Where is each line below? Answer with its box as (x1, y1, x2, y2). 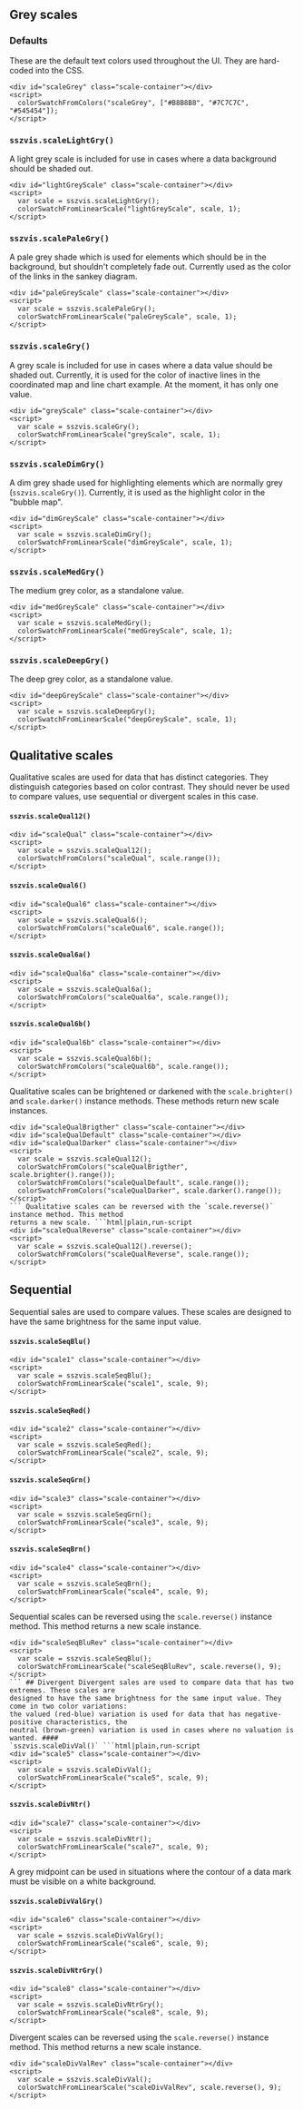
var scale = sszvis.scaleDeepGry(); (17, 707, 156, 716)
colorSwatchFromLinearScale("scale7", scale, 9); (17, 1842, 209, 1851)
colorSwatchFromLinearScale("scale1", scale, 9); (17, 1379, 209, 1388)
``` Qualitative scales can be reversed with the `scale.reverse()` (9, 1202, 274, 1211)
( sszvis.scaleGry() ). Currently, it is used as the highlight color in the (9, 486, 266, 497)
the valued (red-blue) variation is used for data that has (9, 1710, 242, 1719)
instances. (9, 1105, 48, 1116)
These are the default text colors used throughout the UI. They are (9, 54, 258, 66)
